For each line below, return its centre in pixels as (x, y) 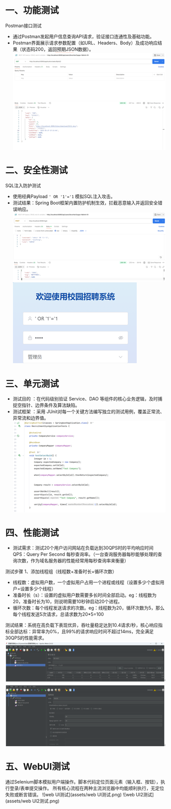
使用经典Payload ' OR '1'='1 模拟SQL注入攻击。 (64, 196)
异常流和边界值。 (31, 418)
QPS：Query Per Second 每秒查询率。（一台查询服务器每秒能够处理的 (85, 554)
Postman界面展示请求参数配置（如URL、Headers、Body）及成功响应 (85, 43)
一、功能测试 (32, 10)
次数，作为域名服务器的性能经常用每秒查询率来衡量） (73, 561)
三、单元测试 (32, 384)
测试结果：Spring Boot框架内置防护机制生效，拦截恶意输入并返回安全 (85, 203)
